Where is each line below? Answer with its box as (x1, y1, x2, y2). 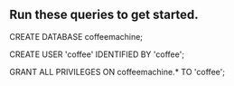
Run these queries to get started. (9, 7, 199, 23)
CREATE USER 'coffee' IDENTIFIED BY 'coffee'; (9, 49, 185, 60)
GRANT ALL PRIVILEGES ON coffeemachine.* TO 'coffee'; (9, 66, 226, 77)
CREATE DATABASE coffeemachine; (9, 31, 143, 42)
